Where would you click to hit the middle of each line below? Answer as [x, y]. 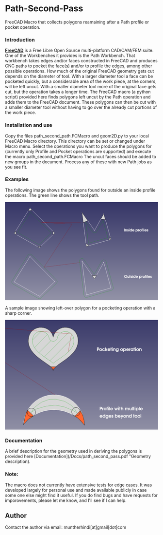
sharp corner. [19, 313]
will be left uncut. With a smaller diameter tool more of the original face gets [81, 87]
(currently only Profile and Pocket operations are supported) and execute [78, 151]
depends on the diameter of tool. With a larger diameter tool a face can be [79, 76]
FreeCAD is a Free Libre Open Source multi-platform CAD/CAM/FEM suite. [79, 50]
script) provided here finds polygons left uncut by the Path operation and [78, 97]
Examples [17, 179]
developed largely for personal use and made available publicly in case [76, 490]
